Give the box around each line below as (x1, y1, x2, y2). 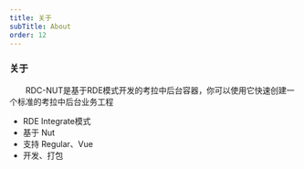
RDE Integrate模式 (22, 115, 91, 126)
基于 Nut (22, 127, 56, 138)
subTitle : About (9, 22, 71, 31)
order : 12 (9, 30, 47, 39)
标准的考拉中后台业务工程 (16, 96, 114, 107)
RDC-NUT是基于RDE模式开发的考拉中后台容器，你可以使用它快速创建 (26, 84, 288, 96)
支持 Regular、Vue (22, 138, 94, 149)
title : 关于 (9, 13, 52, 23)
